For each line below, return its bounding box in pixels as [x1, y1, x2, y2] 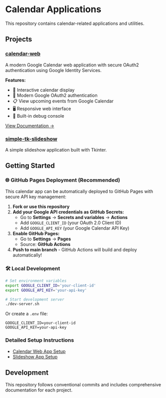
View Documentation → [5, 123, 55, 129]
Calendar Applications [5, 4, 102, 15]
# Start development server [5, 297, 65, 302]
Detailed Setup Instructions [5, 337, 74, 344]
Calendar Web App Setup [12, 348, 66, 354]
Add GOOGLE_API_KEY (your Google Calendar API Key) [20, 225, 130, 231]
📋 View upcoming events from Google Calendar [12, 98, 114, 104]
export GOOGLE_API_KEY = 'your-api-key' [5, 287, 87, 293]
